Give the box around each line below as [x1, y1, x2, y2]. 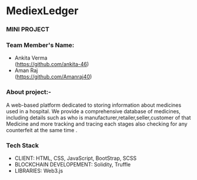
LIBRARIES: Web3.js [14, 167, 64, 174]
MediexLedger [6, 4, 79, 18]
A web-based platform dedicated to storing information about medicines [6, 102, 182, 109]
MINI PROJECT [6, 25, 50, 34]
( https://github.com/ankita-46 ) [14, 61, 89, 68]
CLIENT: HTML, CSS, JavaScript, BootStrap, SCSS [14, 155, 137, 162]
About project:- [6, 88, 52, 96]
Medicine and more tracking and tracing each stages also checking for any [6, 120, 188, 127]
